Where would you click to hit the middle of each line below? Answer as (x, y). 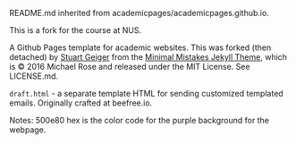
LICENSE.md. (34, 76)
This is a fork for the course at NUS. (75, 30)
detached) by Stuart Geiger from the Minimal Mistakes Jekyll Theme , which (148, 57)
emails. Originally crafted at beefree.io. (81, 103)
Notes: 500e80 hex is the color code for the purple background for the (140, 120)
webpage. (28, 130)
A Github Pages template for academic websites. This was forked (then (140, 47)
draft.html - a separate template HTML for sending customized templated (146, 93)
